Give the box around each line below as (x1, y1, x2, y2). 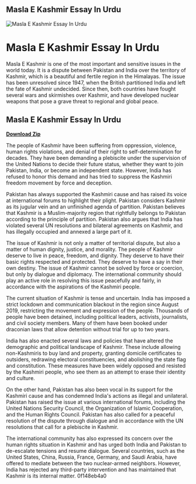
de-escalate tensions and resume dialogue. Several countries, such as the (6, 447, 185, 454)
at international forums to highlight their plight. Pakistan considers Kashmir (6, 197, 186, 204)
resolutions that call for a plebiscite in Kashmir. (6, 423, 119, 431)
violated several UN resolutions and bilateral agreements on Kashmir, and (6, 221, 183, 228)
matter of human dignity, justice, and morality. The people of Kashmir (6, 246, 173, 253)
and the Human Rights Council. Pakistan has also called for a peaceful (6, 411, 176, 418)
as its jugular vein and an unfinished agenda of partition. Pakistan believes (6, 203, 185, 210)
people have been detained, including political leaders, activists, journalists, (6, 313, 188, 320)
